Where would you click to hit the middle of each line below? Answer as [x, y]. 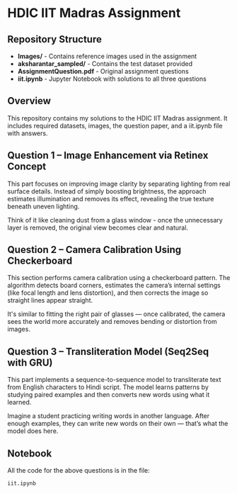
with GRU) [30, 363]
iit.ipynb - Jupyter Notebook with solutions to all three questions [112, 79]
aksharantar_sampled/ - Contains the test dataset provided [105, 64]
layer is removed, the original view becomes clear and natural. [98, 228]
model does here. [33, 431]
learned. [19, 403]
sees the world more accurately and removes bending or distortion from [112, 322]
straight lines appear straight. [50, 301]
